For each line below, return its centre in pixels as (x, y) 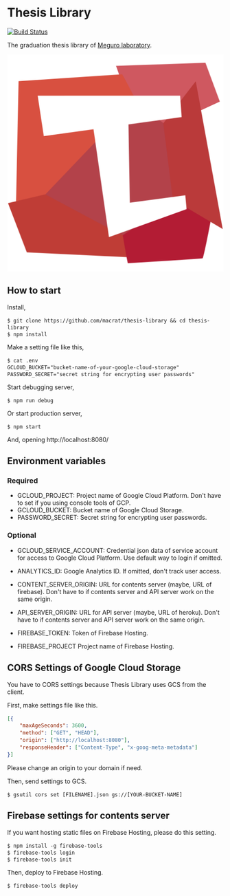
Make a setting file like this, (46, 347)
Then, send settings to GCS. (47, 781)
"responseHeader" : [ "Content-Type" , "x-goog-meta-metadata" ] (108, 747)
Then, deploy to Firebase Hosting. (55, 872)
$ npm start (24, 427)
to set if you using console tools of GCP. (74, 503)
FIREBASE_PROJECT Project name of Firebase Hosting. (95, 646)
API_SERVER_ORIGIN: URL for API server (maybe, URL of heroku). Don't (118, 612)
